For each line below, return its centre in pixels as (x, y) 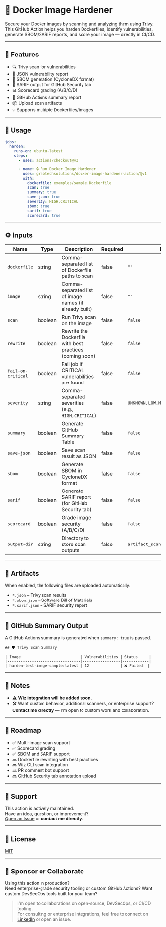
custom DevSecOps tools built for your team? (51, 894)
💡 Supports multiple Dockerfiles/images (53, 110)
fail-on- (18, 371)
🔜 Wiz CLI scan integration (40, 764)
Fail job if (72, 364)
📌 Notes (18, 686)
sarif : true (39, 211)
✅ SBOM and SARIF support (41, 754)
